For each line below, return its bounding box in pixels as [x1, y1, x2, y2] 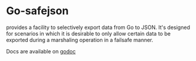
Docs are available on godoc [6, 47, 76, 54]
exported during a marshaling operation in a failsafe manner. [6, 36, 154, 43]
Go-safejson [6, 4, 69, 18]
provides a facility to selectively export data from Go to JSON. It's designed [6, 24, 191, 31]
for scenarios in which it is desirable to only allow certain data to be [6, 30, 171, 37]
